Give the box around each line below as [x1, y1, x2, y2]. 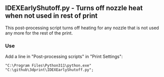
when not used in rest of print [5, 12, 98, 20]
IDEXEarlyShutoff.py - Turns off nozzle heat [5, 4, 143, 12]
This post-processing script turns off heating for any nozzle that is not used [5, 25, 159, 31]
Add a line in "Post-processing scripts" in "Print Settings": [5, 54, 123, 60]
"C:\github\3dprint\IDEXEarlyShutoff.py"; [5, 68, 94, 73]
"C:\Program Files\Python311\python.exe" [5, 63, 92, 68]
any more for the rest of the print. [5, 30, 73, 36]
